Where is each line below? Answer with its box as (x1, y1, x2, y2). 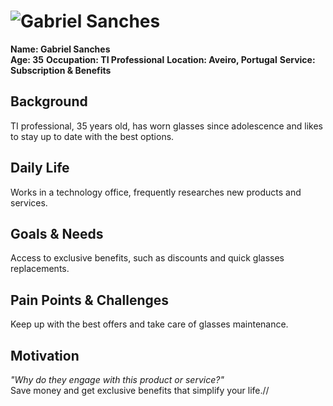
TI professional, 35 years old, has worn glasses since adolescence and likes (10, 120, 323, 132)
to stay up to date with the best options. (10, 130, 175, 142)
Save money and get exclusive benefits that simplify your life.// (10, 385, 270, 396)
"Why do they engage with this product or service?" (10, 374, 225, 385)
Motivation (10, 347, 80, 364)
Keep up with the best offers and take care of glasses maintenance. (10, 318, 289, 330)
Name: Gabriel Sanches (10, 43, 111, 55)
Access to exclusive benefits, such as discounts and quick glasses (10, 252, 285, 264)
